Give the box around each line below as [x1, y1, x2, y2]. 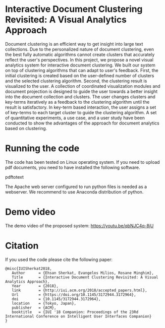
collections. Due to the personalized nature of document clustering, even [5, 46, 154, 52]
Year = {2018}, [11, 283, 58, 288]
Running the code [5, 143, 80, 154]
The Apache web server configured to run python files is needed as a [5, 184, 147, 190]
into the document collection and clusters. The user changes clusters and [5, 93, 156, 100]
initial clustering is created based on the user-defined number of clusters [5, 72, 155, 78]
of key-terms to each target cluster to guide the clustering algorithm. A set [5, 109, 157, 115]
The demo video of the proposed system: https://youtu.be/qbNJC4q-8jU [5, 222, 154, 229]
